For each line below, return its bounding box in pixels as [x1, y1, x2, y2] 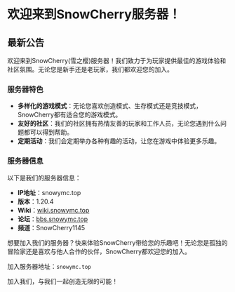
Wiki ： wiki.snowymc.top [17, 206, 90, 214]
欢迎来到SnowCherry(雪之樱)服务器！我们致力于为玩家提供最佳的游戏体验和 [7, 57, 227, 65]
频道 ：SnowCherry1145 [17, 223, 86, 232]
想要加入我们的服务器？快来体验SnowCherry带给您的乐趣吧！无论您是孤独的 [7, 238, 228, 246]
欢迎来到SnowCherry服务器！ [7, 6, 181, 22]
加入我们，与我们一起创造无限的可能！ [7, 277, 118, 285]
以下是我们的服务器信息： [7, 173, 81, 182]
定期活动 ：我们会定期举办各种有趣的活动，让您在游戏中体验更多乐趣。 [17, 137, 221, 145]
